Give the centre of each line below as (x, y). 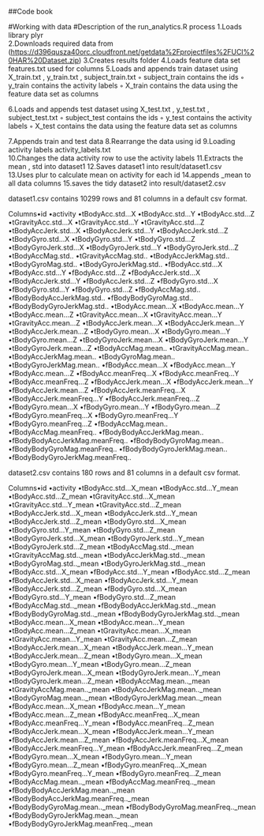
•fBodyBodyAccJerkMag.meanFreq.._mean (79, 798)
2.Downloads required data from (61, 43)
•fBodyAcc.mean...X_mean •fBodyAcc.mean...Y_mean (97, 706)
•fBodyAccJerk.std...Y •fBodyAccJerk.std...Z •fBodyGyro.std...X (113, 281)
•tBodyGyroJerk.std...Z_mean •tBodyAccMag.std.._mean (101, 547)
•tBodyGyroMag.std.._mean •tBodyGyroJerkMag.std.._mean (107, 563)
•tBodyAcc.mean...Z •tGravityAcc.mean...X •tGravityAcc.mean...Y (115, 314)
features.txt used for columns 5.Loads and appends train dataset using (123, 69)
